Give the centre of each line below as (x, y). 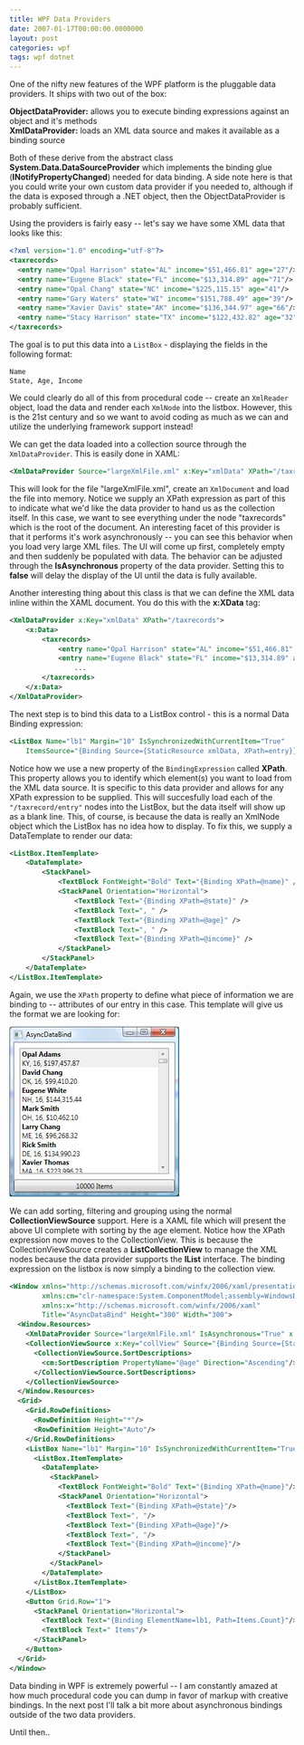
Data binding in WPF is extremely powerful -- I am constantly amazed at (144, 1685)
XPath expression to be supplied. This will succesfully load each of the (141, 797)
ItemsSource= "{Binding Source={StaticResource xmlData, (133, 751)
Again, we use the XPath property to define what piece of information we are (152, 994)
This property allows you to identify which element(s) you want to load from (151, 778)
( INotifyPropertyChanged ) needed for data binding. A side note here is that (151, 177)
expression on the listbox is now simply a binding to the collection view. (142, 1269)
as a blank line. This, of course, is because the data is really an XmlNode (145, 816)
